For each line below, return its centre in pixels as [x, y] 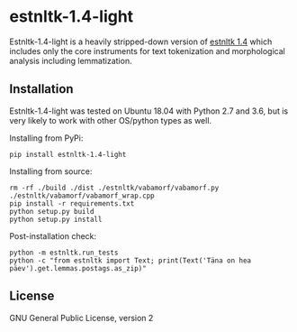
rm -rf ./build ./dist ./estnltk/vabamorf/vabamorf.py [114, 188]
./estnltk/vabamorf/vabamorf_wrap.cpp [82, 196]
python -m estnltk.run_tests [64, 253]
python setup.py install [56, 219]
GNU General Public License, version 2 [81, 318]
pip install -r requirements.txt [72, 203]
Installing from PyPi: [46, 138]
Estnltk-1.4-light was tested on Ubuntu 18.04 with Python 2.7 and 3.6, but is [149, 111]
